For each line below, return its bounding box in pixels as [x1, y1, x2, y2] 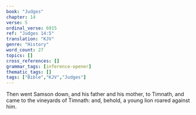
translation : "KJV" [6, 36, 55, 42]
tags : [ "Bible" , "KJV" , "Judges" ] [6, 74, 86, 80]
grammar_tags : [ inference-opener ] [6, 63, 92, 70]
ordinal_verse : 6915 [6, 25, 58, 31]
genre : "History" [6, 42, 49, 48]
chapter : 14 [6, 14, 36, 20]
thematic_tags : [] [6, 69, 52, 75]
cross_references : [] [6, 58, 60, 64]
